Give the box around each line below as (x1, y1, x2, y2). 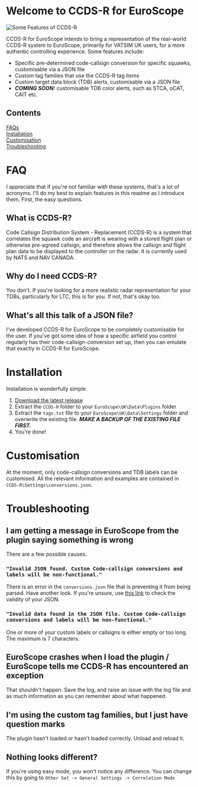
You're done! (14, 428, 46, 435)
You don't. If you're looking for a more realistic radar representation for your (6, 286, 191, 294)
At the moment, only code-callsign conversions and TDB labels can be (6, 469, 178, 476)
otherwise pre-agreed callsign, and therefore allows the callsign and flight (6, 241, 186, 248)
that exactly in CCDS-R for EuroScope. (6, 345, 100, 352)
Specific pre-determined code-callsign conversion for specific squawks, (14, 59, 191, 66)
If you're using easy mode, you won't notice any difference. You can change (6, 768, 192, 775)
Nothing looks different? (6, 752, 98, 762)
